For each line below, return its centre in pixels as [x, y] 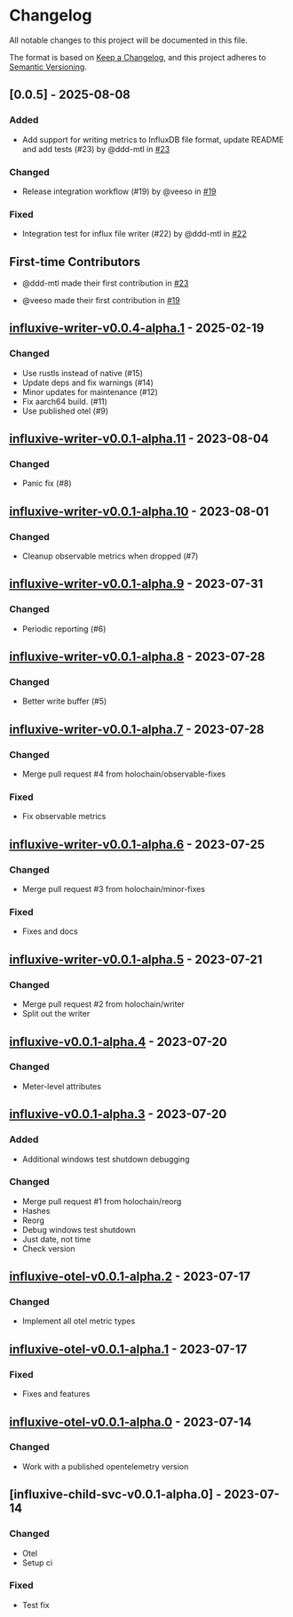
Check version [48, 1248]
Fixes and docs [50, 931]
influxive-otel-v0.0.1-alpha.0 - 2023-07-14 [131, 1422]
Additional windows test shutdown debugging [106, 1159]
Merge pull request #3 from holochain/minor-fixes [114, 889]
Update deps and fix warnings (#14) [87, 382]
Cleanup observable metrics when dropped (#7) [110, 556]
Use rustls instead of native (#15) [83, 373]
